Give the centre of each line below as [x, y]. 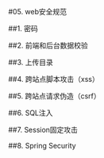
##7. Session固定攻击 [43, 130]
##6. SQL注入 [31, 113]
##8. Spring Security [42, 146]
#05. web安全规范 [38, 12]
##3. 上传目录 [31, 62]
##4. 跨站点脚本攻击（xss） [54, 79]
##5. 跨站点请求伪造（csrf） [54, 96]
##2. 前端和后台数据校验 [48, 45]
